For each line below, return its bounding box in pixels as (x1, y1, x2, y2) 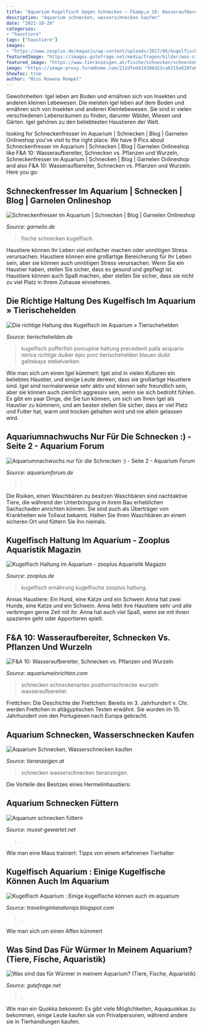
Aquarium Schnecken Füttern (6, 798, 119, 808)
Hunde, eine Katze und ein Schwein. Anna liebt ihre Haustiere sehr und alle (6, 602, 192, 609)
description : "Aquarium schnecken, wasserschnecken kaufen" (6, 14, 161, 21)
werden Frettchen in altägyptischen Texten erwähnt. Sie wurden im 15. (6, 706, 180, 713)
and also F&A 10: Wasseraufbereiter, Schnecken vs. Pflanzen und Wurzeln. (6, 162, 191, 170)
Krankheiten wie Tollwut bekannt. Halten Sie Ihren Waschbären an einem (6, 511, 186, 519)
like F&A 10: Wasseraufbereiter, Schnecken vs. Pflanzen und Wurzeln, (6, 149, 179, 157)
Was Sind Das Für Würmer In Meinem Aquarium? (6, 945, 192, 955)
